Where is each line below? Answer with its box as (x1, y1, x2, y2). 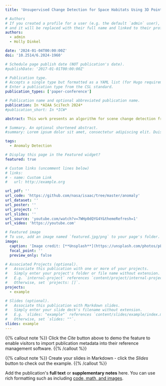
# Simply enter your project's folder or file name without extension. (5, 271, 161, 276)
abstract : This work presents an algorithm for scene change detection (5, 116, 156, 121)
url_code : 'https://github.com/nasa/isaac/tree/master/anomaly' (5, 193, 140, 198)
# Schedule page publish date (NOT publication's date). (5, 61, 125, 67)
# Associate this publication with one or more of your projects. (5, 266, 149, 272)
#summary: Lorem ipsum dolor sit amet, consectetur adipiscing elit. (5, 130, 152, 135)
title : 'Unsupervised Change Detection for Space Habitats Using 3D (5, 7, 149, 12)
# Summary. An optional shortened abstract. (5, 125, 98, 130)
